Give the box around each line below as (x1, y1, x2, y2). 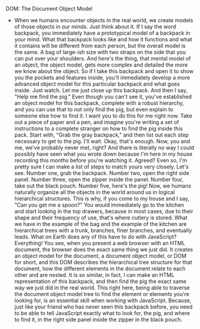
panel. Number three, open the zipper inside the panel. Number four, (14, 176, 184, 183)
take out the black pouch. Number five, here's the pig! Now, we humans (14, 182, 192, 189)
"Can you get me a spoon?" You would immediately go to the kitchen (14, 201, 184, 209)
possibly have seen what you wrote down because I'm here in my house (14, 150, 193, 158)
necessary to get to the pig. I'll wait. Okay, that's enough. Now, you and (14, 138, 190, 144)
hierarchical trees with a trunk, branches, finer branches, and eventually (14, 227, 192, 234)
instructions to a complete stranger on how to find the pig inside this (14, 125, 183, 132)
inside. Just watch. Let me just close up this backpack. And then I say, (14, 87, 188, 93)
